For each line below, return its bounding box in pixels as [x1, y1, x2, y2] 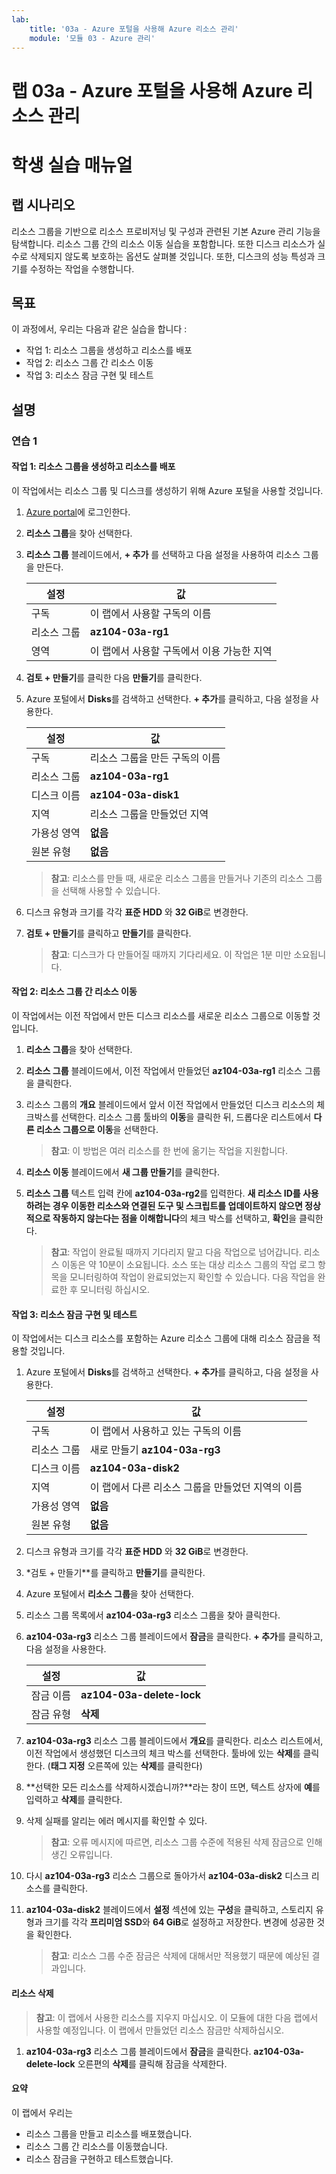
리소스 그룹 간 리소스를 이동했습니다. [25, 2140, 168, 2152]
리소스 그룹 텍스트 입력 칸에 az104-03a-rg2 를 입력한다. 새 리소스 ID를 [25, 1187, 301, 1200]
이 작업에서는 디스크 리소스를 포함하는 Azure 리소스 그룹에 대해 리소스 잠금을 [11, 1332, 311, 1345]
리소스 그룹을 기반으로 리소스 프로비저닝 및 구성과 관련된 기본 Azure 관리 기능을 [11, 225, 321, 237]
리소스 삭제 [11, 1987, 54, 1999]
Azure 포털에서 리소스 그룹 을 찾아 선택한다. [25, 1588, 194, 1600]
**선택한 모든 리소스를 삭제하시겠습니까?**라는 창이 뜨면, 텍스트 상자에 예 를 [25, 1781, 321, 1793]
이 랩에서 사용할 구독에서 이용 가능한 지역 [89, 644, 273, 658]
